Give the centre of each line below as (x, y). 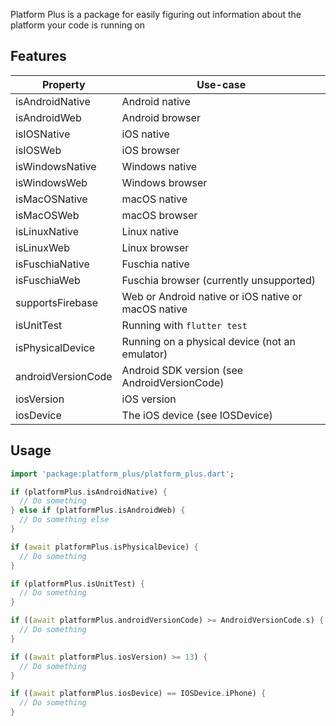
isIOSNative (43, 134)
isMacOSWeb (47, 215)
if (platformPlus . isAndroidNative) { (89, 492)
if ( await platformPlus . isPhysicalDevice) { (104, 547)
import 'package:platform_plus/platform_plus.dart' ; (122, 474)
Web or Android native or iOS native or (212, 296)
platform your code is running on (78, 25)
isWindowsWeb (51, 182)
